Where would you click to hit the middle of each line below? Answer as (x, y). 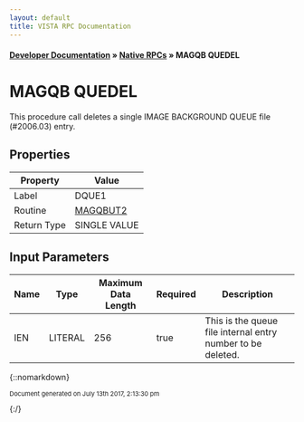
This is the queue (242, 321)
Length (121, 305)
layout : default (40, 18)
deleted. (222, 354)
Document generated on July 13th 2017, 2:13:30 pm (85, 393)
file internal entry (241, 331)
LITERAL (67, 338)
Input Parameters (59, 258)
